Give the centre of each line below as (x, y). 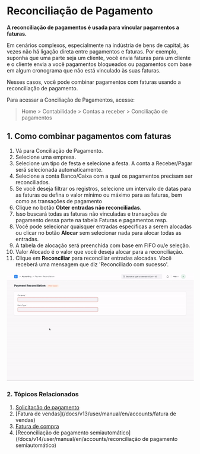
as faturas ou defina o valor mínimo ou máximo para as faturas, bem (99, 195)
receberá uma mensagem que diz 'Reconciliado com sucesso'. (92, 264)
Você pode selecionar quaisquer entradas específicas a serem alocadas (104, 226)
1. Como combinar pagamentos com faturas (89, 136)
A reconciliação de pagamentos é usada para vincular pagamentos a (93, 27)
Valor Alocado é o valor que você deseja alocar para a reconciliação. (99, 251)
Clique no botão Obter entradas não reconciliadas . (78, 207)
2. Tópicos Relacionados (43, 395)
